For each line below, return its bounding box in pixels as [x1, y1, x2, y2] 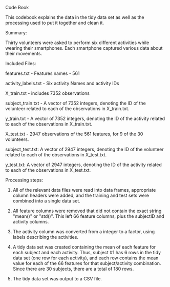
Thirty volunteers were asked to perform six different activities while [5, 39, 150, 46]
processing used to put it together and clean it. [5, 20, 104, 26]
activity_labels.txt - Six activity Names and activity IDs [5, 80, 119, 86]
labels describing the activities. [12, 234, 78, 240]
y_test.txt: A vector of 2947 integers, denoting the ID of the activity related [5, 161, 162, 168]
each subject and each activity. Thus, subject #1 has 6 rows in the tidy [12, 250, 161, 255]
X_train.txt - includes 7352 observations [5, 90, 90, 96]
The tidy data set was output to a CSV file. [12, 276, 102, 281]
